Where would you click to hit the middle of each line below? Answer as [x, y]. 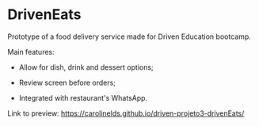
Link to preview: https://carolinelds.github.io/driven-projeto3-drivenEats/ [126, 113]
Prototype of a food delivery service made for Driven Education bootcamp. [129, 36]
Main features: [31, 52]
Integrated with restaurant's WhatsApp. [83, 97]
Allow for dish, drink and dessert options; [86, 67]
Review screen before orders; [67, 82]
